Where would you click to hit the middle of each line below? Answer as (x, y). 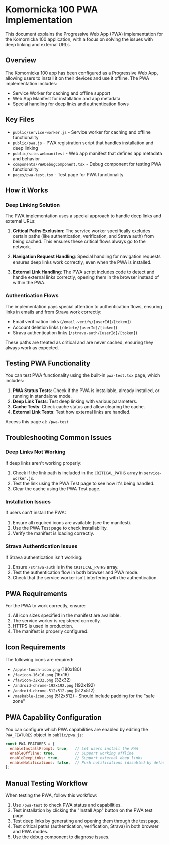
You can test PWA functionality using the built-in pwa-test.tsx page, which (83, 375)
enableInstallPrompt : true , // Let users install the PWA (74, 749)
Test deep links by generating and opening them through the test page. (86, 821)
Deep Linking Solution (33, 205)
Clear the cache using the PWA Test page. (56, 489)
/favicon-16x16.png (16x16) (41, 675)
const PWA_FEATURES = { (30, 744)
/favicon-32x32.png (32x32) (42, 680)
